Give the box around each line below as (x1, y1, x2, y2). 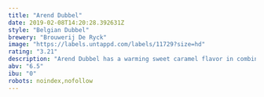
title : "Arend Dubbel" (8, 11, 82, 20)
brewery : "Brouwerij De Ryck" (8, 33, 108, 41)
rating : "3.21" (8, 48, 58, 56)
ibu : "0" (8, 70, 37, 77)
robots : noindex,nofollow (8, 77, 93, 84)
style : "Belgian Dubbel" (8, 26, 90, 34)
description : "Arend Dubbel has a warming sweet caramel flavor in (8, 56, 234, 63)
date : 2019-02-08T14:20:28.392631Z (8, 19, 125, 27)
